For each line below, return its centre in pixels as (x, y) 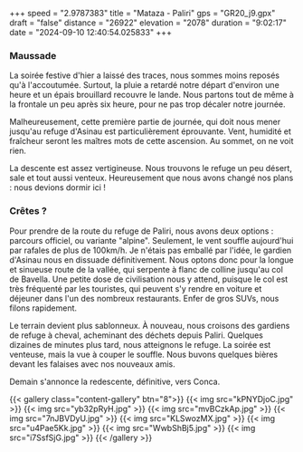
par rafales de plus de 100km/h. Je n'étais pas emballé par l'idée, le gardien (151, 250)
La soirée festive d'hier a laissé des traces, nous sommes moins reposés (145, 75)
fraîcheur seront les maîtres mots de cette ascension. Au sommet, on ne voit (151, 141)
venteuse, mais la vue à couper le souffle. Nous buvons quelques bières (144, 354)
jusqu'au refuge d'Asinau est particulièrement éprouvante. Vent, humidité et (151, 131)
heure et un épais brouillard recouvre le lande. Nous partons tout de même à (151, 95)
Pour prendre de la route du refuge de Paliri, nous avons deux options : (142, 231)
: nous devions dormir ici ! (58, 188)
